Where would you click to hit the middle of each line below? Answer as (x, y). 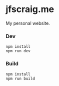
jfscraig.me (30, 9)
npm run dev (18, 51)
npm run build (20, 78)
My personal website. (28, 23)
